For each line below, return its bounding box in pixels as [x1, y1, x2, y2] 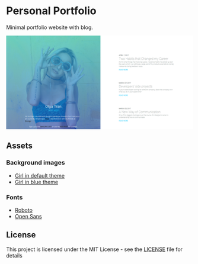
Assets [6, 141, 33, 151]
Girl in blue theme [14, 178, 58, 185]
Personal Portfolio [6, 4, 97, 18]
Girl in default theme [14, 172, 65, 179]
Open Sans [14, 213, 42, 220]
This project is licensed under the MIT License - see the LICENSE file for [6, 246, 183, 253]
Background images [6, 159, 65, 167]
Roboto [14, 206, 33, 214]
